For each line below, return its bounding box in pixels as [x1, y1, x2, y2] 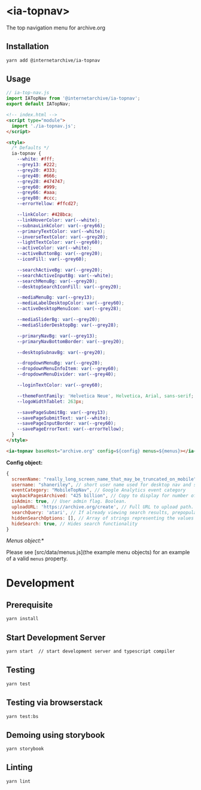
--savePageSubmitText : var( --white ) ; [17, 415, 111, 421]
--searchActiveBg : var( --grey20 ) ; [17, 267, 103, 273]
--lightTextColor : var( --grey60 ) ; [17, 239, 103, 245]
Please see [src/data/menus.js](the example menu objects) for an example [6, 549, 190, 556]
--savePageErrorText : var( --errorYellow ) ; [17, 426, 124, 432]
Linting [6, 762, 33, 773]
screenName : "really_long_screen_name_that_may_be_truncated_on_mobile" [11, 476, 197, 482]
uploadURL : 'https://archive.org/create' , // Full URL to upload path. [11, 504, 194, 510]
